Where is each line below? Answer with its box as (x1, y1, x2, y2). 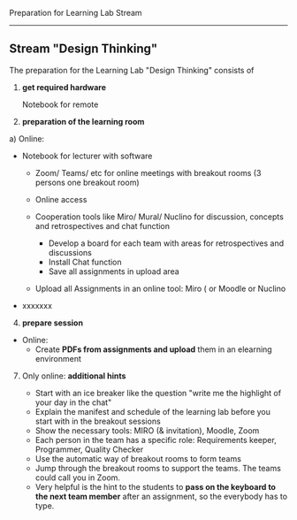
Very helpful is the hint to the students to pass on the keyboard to (34, 481, 277, 492)
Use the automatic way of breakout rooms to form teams (34, 453, 241, 463)
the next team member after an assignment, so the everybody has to (34, 491, 288, 501)
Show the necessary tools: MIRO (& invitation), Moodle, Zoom (34, 424, 260, 436)
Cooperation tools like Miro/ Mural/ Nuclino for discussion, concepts (34, 211, 285, 222)
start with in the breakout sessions (34, 416, 161, 426)
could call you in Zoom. (34, 472, 121, 483)
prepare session (21, 317, 84, 328)
